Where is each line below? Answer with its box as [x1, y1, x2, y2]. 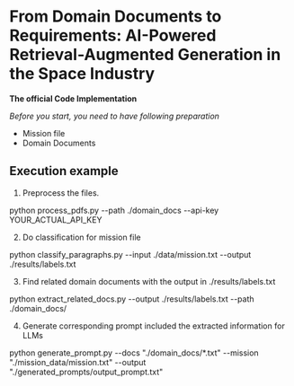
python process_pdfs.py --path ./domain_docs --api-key [9, 205, 219, 215]
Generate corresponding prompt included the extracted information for [22, 320, 285, 331]
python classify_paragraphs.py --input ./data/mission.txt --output [9, 249, 252, 259]
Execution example [9, 163, 119, 179]
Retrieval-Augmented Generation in [9, 45, 281, 65]
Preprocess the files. [22, 187, 100, 198]
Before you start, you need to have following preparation [9, 110, 220, 121]
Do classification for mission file [22, 232, 141, 242]
